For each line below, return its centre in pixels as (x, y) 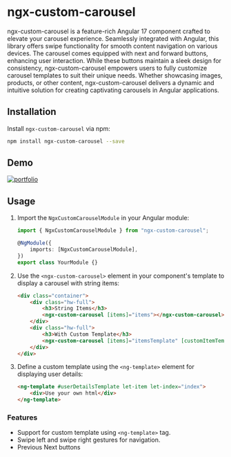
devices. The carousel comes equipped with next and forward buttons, (108, 53)
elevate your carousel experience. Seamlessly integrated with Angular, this (113, 38)
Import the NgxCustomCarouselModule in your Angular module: (103, 218)
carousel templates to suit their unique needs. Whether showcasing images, (115, 75)
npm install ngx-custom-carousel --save (66, 141)
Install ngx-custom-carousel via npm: (59, 128)
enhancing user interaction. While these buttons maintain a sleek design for (114, 60)
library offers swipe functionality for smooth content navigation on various (112, 46)
